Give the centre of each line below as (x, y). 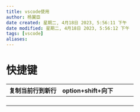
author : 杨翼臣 (23, 17)
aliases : (17, 39)
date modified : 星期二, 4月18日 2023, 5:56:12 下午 (68, 28)
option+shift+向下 (88, 91)
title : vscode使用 (28, 12)
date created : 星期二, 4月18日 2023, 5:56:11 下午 (66, 23)
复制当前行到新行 (33, 91)
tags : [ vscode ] (25, 34)
